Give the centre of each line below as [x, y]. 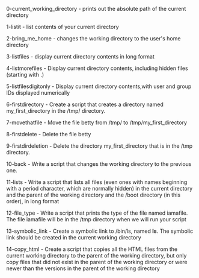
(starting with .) [25, 74]
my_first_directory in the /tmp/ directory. [56, 111]
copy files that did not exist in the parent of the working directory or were [97, 262]
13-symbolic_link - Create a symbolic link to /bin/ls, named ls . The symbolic [100, 231]
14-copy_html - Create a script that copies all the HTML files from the [92, 249]
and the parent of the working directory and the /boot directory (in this [93, 195]
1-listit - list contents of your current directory [63, 27]
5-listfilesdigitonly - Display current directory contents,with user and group [99, 86]
